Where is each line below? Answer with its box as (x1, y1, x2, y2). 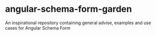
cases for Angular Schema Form (5, 25, 70, 31)
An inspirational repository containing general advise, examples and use (5, 20, 152, 26)
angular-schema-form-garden (5, 3, 132, 15)
